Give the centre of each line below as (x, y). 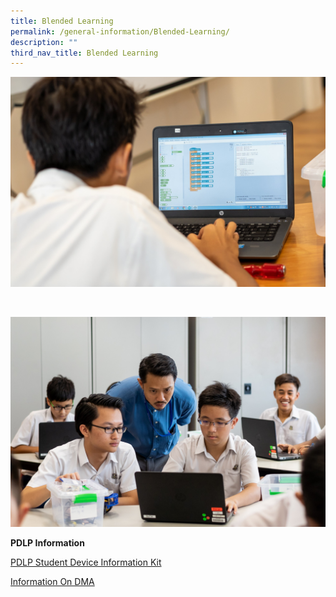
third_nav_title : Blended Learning (84, 53)
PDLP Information (47, 542)
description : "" (44, 42)
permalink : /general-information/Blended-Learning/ (120, 31)
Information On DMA (52, 581)
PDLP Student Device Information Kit (86, 562)
